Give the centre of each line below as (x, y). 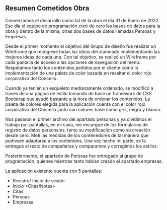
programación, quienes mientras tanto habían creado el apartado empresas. (84, 161)
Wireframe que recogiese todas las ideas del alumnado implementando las (82, 51)
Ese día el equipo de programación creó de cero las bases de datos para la (83, 26)
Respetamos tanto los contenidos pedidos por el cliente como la (72, 67)
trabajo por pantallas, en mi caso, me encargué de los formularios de (77, 124)
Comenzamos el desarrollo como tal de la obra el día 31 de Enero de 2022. (82, 20)
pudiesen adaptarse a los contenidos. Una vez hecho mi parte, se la (75, 141)
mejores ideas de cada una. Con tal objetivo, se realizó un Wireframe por (81, 57)
